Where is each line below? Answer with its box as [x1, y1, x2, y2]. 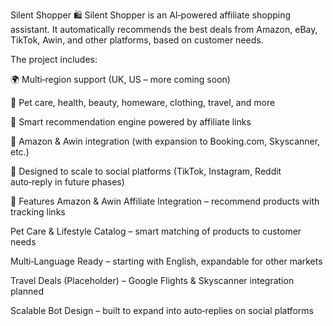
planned [10, 285, 45, 297]
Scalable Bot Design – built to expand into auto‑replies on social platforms [10, 305, 314, 316]
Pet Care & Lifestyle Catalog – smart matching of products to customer [10, 225, 302, 237]
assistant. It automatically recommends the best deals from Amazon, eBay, [10, 24, 318, 35]
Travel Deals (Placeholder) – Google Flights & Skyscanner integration [10, 275, 295, 286]
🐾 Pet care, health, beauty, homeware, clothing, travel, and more [10, 97, 276, 108]
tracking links [10, 206, 66, 218]
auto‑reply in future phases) [10, 176, 125, 188]
